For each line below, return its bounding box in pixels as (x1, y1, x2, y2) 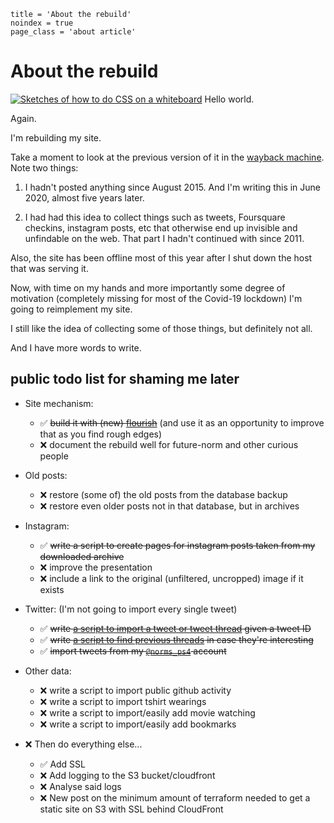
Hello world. (204, 93, 255, 105)
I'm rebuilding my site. (10, 131, 102, 144)
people (39, 450, 69, 462)
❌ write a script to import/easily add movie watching (39, 706, 256, 719)
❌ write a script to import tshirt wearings (39, 695, 207, 707)
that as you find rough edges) (39, 428, 163, 440)
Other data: (24, 665, 72, 677)
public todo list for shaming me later (10, 371, 240, 388)
